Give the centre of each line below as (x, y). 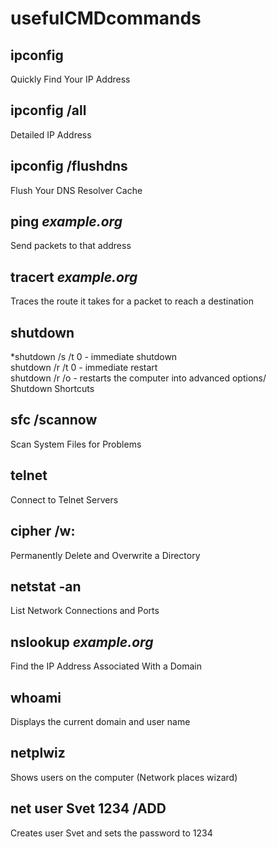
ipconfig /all (48, 110)
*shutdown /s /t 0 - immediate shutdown (94, 357)
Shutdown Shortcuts (52, 389)
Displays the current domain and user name (100, 721)
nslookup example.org (82, 642)
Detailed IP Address (51, 134)
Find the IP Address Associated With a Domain (106, 666)
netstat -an (46, 586)
